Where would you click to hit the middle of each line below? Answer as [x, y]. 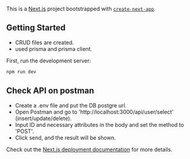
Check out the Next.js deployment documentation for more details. [89, 149]
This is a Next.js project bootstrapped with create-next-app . [81, 9]
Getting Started [36, 28]
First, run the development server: [49, 61]
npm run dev [21, 72]
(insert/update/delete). [43, 118]
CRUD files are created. [44, 42]
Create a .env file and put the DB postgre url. [71, 105]
